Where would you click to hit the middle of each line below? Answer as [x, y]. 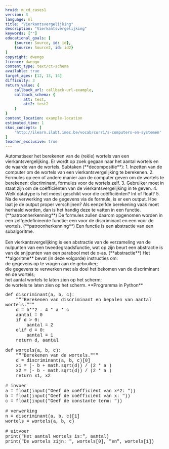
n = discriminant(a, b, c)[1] [43, 416]
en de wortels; [20, 274]
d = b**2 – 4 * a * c [43, 310]
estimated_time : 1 [25, 123]
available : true [22, 71]
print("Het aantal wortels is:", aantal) [57, 437]
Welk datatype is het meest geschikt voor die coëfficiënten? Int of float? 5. [83, 194]
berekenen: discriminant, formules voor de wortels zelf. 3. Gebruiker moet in [85, 183]
